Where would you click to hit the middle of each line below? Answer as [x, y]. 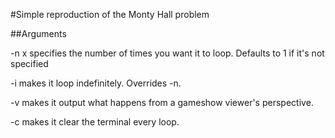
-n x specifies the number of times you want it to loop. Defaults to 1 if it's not [167, 53]
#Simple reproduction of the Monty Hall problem [110, 14]
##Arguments [38, 33]
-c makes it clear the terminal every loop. [95, 122]
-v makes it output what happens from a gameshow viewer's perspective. [162, 102]
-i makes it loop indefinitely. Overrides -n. [96, 83]
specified [29, 63]
